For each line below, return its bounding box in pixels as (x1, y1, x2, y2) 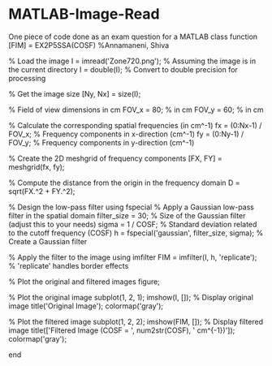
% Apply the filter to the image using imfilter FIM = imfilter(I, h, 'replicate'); (8, 252, 257, 262)
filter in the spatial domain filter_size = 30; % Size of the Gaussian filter (8, 210, 246, 220)
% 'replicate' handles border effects (8, 261, 129, 270)
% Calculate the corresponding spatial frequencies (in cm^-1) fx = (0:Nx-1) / (8, 120, 262, 130)
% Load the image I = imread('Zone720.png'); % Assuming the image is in (8, 56, 257, 66)
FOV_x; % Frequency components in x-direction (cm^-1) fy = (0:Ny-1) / (8, 129, 244, 139)
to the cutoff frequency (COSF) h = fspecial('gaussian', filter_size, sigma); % (8, 228, 264, 238)
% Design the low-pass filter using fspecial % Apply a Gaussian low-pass (8, 202, 254, 212)
